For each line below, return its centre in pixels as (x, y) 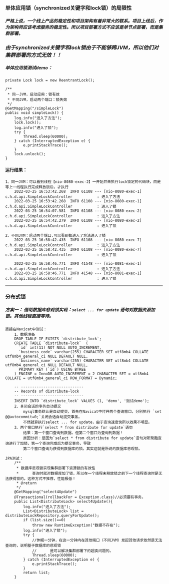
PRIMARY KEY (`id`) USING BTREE (52, 369)
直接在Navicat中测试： (26, 329)
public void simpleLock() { (34, 113)
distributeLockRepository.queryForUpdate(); (52, 516)
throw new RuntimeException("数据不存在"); (76, 525)
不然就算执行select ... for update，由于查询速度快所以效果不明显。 (88, 422)
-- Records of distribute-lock (47, 391)
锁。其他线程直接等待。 (29, 316)
